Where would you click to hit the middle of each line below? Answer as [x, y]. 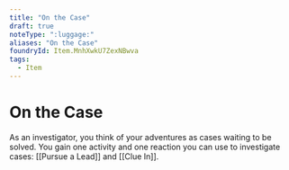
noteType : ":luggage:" [52, 34]
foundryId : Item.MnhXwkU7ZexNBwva [74, 51]
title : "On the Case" [50, 18]
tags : [19, 59]
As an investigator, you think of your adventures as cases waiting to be [140, 137]
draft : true [32, 26]
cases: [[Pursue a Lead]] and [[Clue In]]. [84, 156]
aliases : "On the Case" [54, 43]
